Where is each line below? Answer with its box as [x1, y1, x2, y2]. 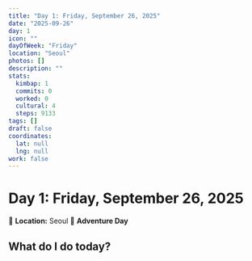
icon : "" [8, 34, 38, 43]
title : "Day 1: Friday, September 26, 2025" [8, 11, 161, 20]
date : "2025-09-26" [8, 19, 74, 27]
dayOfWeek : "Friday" [8, 42, 78, 50]
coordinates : [8, 132, 52, 140]
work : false [8, 154, 48, 162]
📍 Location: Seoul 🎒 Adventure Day [8, 216, 128, 226]
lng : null [15, 147, 48, 155]
